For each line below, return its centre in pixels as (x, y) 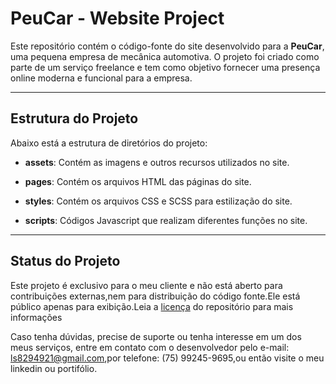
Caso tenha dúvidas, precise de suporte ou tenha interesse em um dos (156, 336)
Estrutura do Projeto (74, 118)
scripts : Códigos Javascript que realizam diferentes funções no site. (166, 220)
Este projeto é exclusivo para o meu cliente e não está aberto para (146, 285)
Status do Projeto (65, 261)
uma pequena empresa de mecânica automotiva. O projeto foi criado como (165, 56)
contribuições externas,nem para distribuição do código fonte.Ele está (155, 296)
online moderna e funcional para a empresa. (101, 78)
